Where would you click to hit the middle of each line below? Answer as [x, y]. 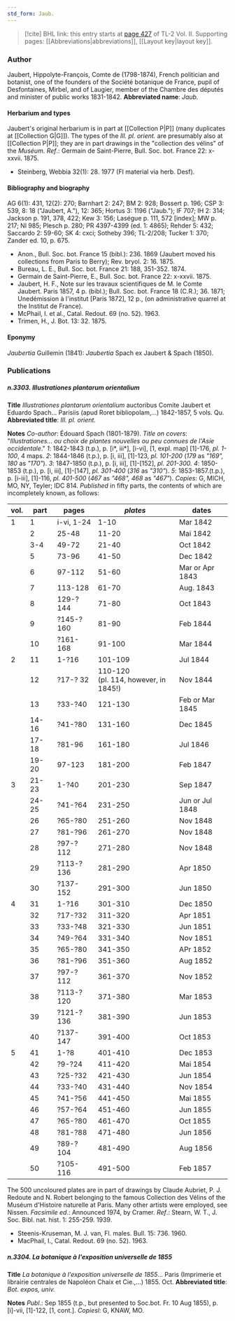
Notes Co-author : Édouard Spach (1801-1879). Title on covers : [97, 434]
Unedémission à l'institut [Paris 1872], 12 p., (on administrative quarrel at [121, 299]
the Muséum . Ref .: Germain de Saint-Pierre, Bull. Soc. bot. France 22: [107, 151]
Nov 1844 [196, 680]
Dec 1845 [196, 724]
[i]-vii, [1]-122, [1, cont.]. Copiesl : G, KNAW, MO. [76, 1310]
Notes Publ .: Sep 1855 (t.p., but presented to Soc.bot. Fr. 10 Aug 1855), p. [113, 1303]
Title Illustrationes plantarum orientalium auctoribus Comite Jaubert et [109, 405]
